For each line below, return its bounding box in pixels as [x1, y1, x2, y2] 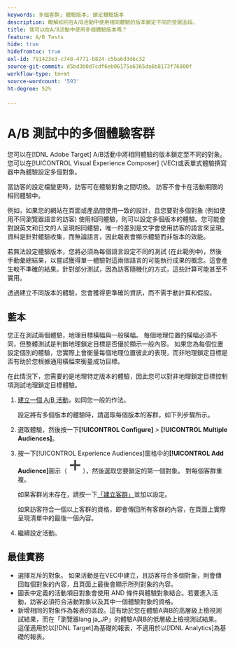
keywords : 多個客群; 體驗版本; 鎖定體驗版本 [7, 11, 124, 18]
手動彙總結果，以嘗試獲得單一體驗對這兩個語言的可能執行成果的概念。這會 [7, 256, 222, 265]
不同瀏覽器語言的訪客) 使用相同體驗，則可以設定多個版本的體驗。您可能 [13, 215, 220, 223]
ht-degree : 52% [7, 85, 52, 92]
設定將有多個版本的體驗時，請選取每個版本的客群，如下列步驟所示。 [17, 410, 214, 419]
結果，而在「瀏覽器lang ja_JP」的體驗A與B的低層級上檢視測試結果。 [23, 615, 221, 623]
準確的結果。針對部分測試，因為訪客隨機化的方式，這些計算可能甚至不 [25, 265, 228, 273]
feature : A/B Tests [7, 34, 64, 41]
